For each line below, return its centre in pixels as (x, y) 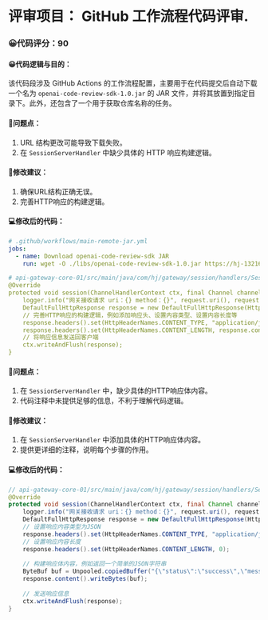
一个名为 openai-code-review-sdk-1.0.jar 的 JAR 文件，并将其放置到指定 (128, 94)
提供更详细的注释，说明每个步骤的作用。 (86, 450)
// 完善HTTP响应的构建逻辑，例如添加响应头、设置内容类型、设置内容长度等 (130, 315)
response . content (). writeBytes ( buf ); (85, 579)
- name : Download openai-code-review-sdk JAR (93, 256)
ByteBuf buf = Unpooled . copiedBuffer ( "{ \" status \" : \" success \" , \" (135, 572)
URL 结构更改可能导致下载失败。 (73, 142)
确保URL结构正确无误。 (58, 191)
